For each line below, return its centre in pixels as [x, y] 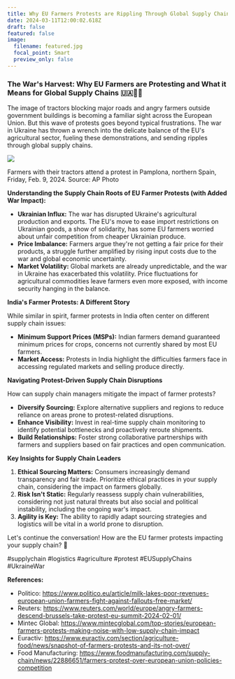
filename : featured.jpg [48, 46]
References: [26, 580]
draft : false [26, 27]
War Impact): [27, 201]
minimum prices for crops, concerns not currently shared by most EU [117, 344]
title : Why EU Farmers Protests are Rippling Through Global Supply [109, 14]
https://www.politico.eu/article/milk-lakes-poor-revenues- [126, 593]
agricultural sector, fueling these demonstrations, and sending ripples [107, 138]
